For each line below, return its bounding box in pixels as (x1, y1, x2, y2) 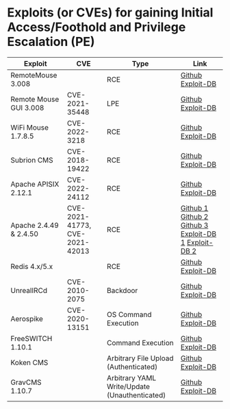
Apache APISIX (10, 179, 60, 189)
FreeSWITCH (10, 334, 53, 343)
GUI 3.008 (10, 103, 44, 113)
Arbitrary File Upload (107, 353, 174, 363)
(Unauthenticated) (107, 390, 166, 399)
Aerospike (10, 314, 43, 323)
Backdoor (107, 285, 138, 295)
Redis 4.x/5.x (10, 261, 53, 271)
